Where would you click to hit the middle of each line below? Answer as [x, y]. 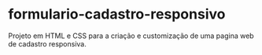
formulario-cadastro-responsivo [117, 14]
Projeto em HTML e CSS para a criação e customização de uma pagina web [131, 36]
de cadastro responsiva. [47, 43]
